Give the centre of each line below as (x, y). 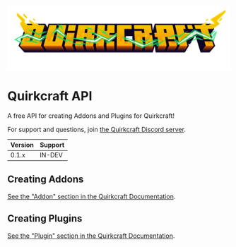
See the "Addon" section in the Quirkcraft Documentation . (92, 196)
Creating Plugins (45, 218)
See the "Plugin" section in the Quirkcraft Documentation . (91, 236)
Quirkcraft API (50, 96)
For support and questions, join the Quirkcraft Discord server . (96, 129)
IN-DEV (52, 155)
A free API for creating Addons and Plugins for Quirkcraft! (91, 116)
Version (22, 145)
